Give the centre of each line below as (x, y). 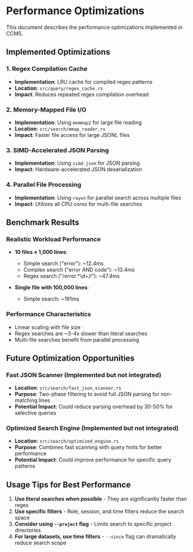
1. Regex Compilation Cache (47, 69)
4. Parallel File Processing (44, 185)
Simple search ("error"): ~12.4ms (64, 263)
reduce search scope (40, 543)
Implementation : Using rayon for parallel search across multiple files (98, 197)
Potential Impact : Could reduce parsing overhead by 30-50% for (94, 407)
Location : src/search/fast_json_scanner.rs (68, 388)
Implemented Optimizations (58, 52)
